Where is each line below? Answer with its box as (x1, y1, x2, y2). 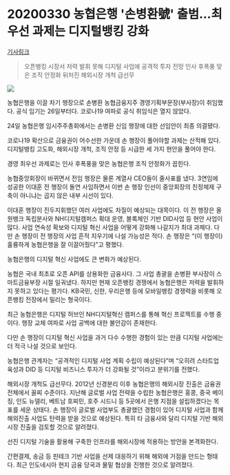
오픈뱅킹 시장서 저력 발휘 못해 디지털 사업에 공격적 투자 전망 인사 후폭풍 (23, 62, 216, 70)
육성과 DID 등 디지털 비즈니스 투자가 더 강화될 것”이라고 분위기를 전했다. (7, 365, 200, 373)
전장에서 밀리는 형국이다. (25, 295, 92, 304)
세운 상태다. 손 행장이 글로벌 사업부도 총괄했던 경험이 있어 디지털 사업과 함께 (19, 405, 224, 414)
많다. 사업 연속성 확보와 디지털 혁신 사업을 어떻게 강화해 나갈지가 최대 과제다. (7, 223, 213, 231)
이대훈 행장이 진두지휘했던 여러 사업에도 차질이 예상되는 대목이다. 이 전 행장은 (7, 206, 215, 214)
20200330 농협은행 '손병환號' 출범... (7, 6, 211, 22)
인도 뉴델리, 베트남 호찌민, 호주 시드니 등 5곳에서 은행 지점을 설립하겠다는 (16, 397, 212, 405)
